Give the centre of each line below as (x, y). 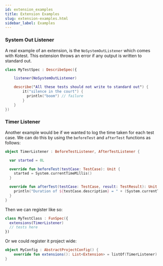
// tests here (24, 227)
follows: (13, 143)
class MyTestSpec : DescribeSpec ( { (41, 70)
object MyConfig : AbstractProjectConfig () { (52, 250)
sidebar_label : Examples (30, 23)
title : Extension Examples (32, 14)
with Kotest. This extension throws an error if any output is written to (73, 56)
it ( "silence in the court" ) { (53, 92)
